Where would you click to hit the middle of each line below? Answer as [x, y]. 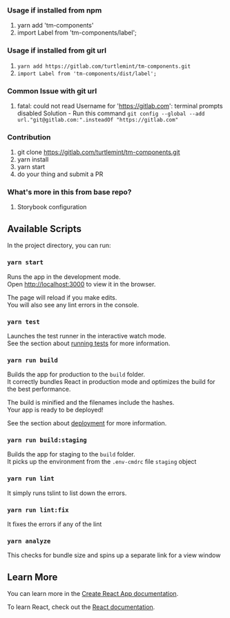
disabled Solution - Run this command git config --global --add [111, 113]
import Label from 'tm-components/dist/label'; [87, 74]
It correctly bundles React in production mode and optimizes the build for [111, 382]
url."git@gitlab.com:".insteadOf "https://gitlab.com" [98, 119]
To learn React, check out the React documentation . [81, 607]
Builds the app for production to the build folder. [76, 374]
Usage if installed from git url [57, 50]
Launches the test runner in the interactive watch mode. [87, 336]
